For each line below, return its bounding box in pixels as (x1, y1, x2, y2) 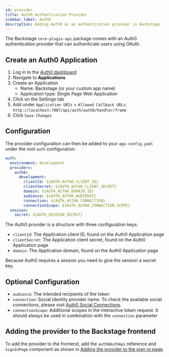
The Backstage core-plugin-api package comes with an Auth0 (5, 36, 137, 42)
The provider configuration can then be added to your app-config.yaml (5, 140, 153, 146)
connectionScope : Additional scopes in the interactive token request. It (12, 307, 158, 313)
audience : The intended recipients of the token (12, 291, 110, 297)
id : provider (5, 7, 33, 13)
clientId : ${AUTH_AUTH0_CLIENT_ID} (23, 179, 99, 184)
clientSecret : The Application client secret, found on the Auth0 (12, 237, 146, 243)
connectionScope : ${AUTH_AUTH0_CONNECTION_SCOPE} (23, 203, 130, 208)
